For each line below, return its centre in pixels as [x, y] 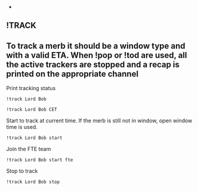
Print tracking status [31, 88]
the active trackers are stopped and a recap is [93, 64]
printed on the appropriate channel [72, 74]
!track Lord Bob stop [33, 182]
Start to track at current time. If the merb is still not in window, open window [99, 121]
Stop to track [22, 171]
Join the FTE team [29, 149]
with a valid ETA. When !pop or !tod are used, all [97, 55]
